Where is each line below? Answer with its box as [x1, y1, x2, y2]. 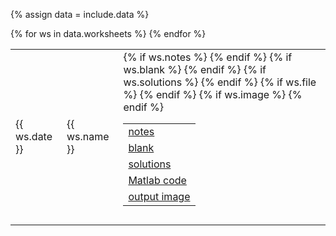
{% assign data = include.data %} [10, 9, 150, 20]
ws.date [15, 130, 53, 143]
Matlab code [128, 174, 187, 187]
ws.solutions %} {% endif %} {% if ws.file [123, 75, 317, 89]
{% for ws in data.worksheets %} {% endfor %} [10, 28, 207, 39]
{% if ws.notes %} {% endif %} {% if [123, 50, 293, 64]
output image [128, 190, 191, 203]
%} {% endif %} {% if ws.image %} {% [123, 88, 303, 101]
